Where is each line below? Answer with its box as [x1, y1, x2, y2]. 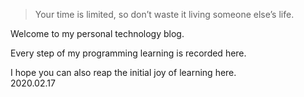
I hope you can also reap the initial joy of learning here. [10, 67, 237, 78]
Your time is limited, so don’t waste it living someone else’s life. [34, 9, 295, 20]
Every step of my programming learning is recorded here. [10, 47, 247, 59]
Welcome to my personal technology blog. [10, 28, 185, 39]
